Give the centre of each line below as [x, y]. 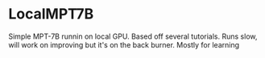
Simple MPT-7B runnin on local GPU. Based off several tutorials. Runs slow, [133, 36]
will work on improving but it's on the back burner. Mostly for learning [124, 44]
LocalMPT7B [51, 14]
